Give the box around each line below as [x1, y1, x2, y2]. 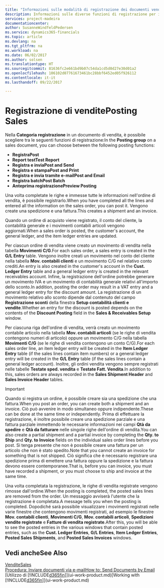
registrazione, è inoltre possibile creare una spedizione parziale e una [5, 416, 145, 422]
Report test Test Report [12, 157, 60, 163]
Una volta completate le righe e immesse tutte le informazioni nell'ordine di [5, 192, 156, 198]
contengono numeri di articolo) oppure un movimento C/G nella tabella [5, 335, 147, 341]
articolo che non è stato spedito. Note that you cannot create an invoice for [5, 447, 155, 453]
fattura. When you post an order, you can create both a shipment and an [5, 400, 149, 406]
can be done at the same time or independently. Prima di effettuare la [5, 411, 144, 417]
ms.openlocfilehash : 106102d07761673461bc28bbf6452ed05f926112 [5, 71, 137, 76]
